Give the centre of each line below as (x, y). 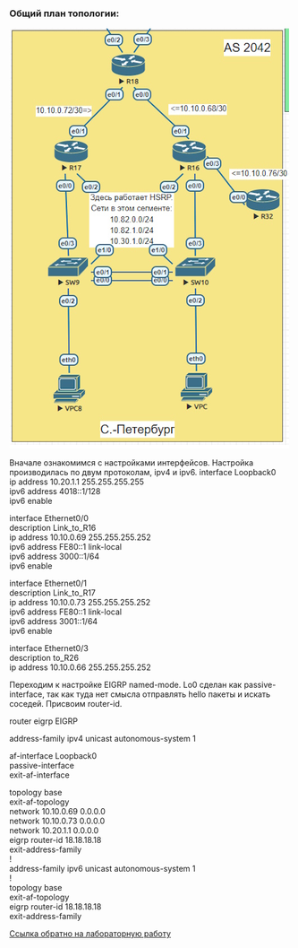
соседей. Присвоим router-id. (66, 704)
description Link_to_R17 (53, 593)
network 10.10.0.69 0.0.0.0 (57, 812)
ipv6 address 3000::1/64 (55, 557)
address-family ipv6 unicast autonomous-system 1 (102, 869)
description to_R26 (44, 658)
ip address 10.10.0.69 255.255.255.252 (80, 537)
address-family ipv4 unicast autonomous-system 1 (103, 739)
